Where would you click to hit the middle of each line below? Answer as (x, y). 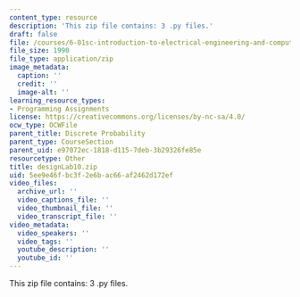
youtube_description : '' (63, 250)
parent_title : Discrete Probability (77, 134)
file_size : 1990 (39, 51)
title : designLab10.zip (54, 167)
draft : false (33, 34)
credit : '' (37, 84)
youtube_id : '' (46, 258)
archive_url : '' (47, 192)
